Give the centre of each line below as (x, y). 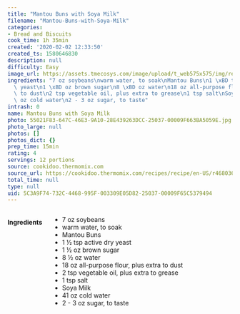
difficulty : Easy (33, 67)
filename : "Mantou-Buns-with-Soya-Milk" (69, 21)
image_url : (24, 74)
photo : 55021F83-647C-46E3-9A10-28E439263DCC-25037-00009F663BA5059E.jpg (120, 120)
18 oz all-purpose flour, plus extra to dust (122, 265)
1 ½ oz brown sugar (91, 250)
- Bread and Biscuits (40, 34)
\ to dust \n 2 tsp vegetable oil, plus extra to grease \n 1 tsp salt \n (119, 93)
